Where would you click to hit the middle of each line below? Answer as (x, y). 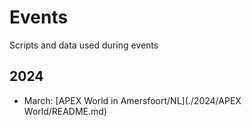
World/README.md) (65, 111)
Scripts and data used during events (84, 45)
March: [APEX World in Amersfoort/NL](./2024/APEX (132, 100)
